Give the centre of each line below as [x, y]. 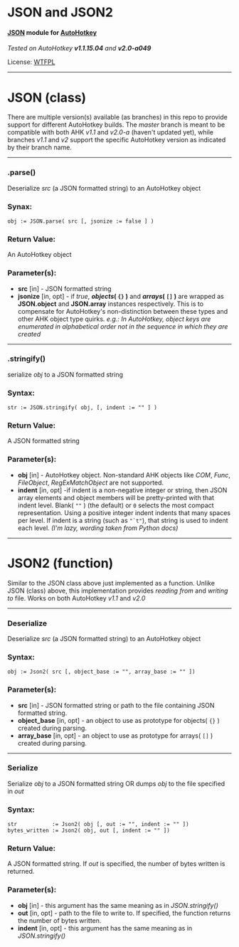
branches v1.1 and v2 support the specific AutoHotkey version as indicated [117, 140]
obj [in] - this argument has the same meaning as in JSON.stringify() [118, 905]
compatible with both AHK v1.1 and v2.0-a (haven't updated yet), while [110, 132]
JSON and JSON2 [60, 12]
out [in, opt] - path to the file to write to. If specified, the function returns [124, 913]
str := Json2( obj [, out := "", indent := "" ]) [99, 825]
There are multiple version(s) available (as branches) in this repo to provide [117, 117]
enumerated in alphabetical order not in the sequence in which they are [123, 326]
